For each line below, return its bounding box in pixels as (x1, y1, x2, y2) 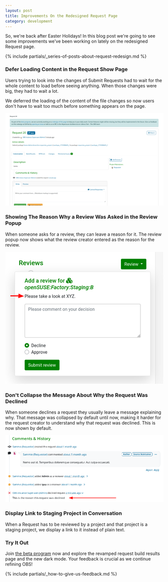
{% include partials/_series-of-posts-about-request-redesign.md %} (5, 53, 147, 60)
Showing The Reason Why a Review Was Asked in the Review (5, 214, 158, 221)
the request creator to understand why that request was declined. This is (5, 420, 155, 426)
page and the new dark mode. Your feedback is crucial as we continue (5, 555, 151, 561)
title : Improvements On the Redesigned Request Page (5, 13, 118, 19)
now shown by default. (5, 425, 53, 431)
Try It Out (5, 539, 29, 546)
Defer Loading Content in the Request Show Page (5, 66, 128, 73)
